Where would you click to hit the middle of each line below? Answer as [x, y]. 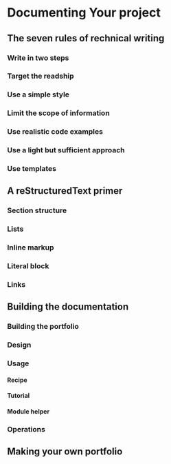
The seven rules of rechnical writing [86, 38]
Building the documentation [68, 307]
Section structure [37, 210]
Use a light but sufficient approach [66, 150]
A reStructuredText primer [65, 191]
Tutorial [19, 396]
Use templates [32, 169]
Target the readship [41, 76]
